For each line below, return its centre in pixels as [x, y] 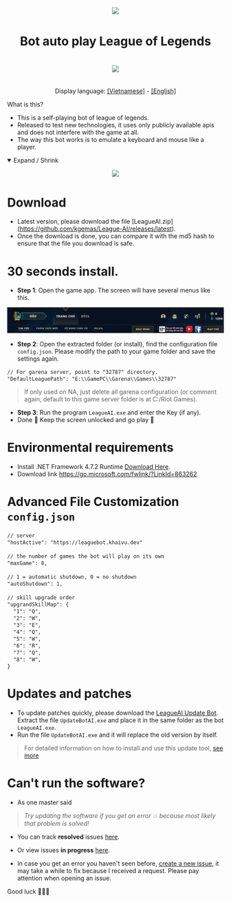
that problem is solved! [56, 823]
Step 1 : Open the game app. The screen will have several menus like [114, 291]
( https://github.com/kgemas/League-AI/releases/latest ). [96, 229]
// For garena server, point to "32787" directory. [82, 372]
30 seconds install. [63, 271]
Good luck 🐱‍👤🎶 [29, 891]
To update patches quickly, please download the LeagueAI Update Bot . [118, 713]
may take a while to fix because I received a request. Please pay [108, 870]
